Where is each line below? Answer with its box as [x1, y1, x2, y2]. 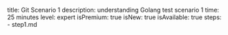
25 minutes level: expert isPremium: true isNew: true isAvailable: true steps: [7, 13, 222, 21]
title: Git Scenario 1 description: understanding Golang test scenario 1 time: [7, 6, 220, 14]
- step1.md [7, 21, 38, 28]
